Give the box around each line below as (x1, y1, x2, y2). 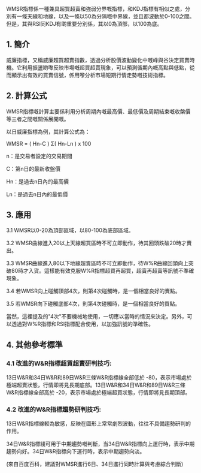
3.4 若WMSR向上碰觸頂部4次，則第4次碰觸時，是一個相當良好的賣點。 (6, 287, 181, 295)
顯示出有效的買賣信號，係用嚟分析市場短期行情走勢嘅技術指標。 (11, 71, 169, 79)
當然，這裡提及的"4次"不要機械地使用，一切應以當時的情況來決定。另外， (6, 313, 187, 320)
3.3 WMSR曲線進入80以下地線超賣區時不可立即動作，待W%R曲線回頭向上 (6, 260, 189, 267)
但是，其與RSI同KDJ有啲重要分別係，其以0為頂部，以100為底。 (6, 20, 163, 27)
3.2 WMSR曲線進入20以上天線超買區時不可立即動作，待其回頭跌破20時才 (6, 239, 187, 247)
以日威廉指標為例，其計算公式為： (6, 128, 90, 135)
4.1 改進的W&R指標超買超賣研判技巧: (6, 359, 112, 367)
